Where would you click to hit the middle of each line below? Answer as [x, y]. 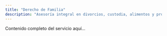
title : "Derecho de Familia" [35, 10]
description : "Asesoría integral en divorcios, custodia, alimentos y [80, 14]
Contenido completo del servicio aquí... [45, 28]
